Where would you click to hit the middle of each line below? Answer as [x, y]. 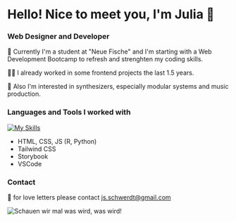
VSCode [30, 164]
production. [24, 94]
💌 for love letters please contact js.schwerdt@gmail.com [89, 197]
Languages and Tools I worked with [69, 112]
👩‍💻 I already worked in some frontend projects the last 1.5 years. [101, 73]
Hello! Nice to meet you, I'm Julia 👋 [111, 14]
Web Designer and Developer [58, 37]
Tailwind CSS [37, 149]
